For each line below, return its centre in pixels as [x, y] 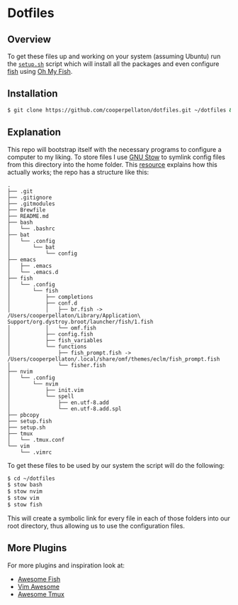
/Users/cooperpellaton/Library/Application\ [74, 315]
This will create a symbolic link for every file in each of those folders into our [119, 518]
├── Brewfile [27, 210]
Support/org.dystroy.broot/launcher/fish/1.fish [80, 322]
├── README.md [28, 216]
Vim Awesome [39, 587]
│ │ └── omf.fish [52, 328]
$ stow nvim [25, 491]
